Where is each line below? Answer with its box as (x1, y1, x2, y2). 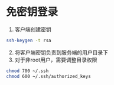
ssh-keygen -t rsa (6, 38, 51, 43)
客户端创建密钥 (14, 26, 51, 33)
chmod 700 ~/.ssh (6, 68, 49, 74)
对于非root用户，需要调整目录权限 (14, 56, 97, 63)
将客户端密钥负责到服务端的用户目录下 (14, 49, 108, 56)
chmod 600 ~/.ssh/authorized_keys (6, 73, 92, 79)
